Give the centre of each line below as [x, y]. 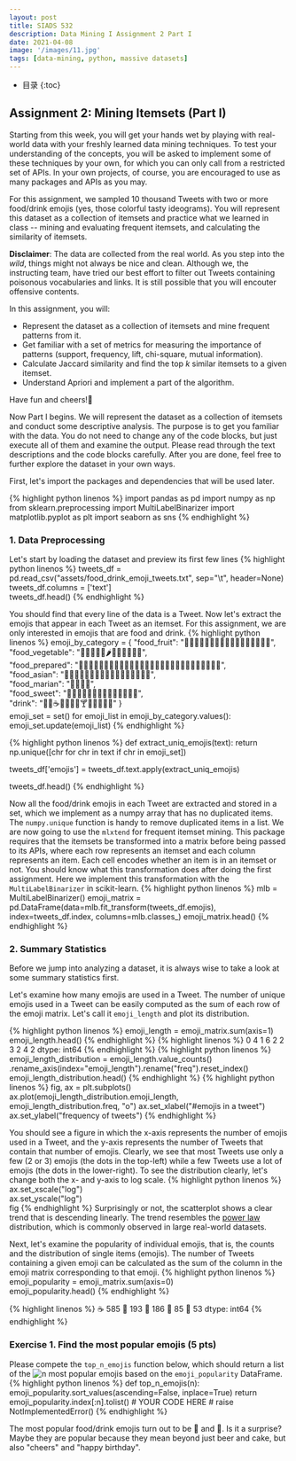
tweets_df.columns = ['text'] [61, 588]
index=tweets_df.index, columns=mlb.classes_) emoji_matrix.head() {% [139, 917]
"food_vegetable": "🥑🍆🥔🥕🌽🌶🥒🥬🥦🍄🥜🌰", [78, 652]
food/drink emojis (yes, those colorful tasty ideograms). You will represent [145, 208]
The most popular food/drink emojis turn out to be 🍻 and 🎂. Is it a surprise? [145, 1428]
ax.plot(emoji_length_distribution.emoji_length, [94, 1097]
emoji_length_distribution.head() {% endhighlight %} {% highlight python [142, 1078]
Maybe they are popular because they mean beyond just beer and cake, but [148, 1438]
